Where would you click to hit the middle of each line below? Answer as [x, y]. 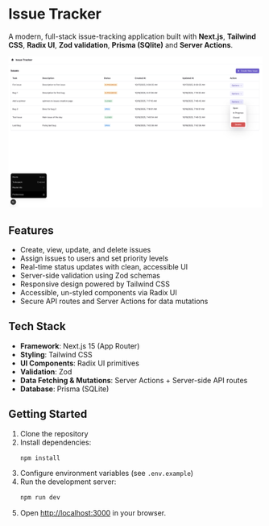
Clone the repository [54, 433]
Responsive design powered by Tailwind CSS [95, 284]
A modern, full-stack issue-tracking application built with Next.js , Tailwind [132, 36]
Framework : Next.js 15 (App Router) [80, 346]
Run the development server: [68, 482]
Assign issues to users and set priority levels [94, 258]
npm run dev [40, 498]
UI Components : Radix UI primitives [79, 363]
